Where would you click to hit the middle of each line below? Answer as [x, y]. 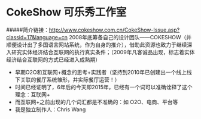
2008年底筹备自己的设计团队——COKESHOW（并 [130, 37]
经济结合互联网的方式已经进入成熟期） [53, 59]
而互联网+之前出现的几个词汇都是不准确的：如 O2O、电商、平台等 [96, 102]
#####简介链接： [28, 30]
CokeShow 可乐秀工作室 [66, 12]
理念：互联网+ [33, 94]
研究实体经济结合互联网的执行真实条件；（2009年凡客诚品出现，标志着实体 [103, 52]
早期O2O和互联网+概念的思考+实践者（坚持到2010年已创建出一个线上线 [103, 72]
